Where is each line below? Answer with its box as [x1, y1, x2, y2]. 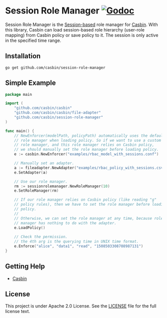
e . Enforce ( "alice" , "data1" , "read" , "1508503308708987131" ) [14, 244, 144, 249]
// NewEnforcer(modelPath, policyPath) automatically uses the [14, 133, 148, 138]
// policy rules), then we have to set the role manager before [14, 202, 150, 207]
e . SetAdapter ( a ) [14, 170, 48, 175]
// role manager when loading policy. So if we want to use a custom [14, 138, 162, 143]
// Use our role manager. [14, 179, 68, 184]
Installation [5, 52, 41, 60]
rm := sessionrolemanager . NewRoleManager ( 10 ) [14, 184, 110, 189]
